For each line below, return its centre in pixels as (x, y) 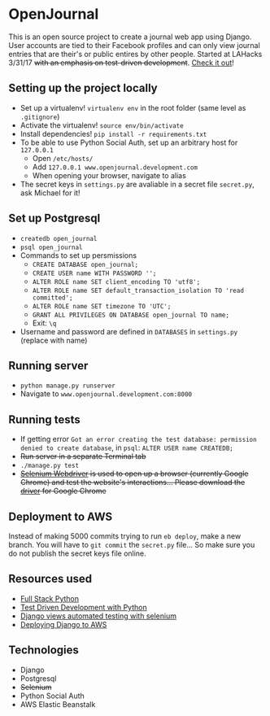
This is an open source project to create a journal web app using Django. (130, 37)
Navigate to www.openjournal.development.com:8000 (106, 394)
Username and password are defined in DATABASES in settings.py (129, 331)
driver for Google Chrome (63, 491)
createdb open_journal (59, 238)
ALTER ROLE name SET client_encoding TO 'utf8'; (116, 282)
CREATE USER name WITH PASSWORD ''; (94, 273)
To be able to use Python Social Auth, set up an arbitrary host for (129, 142)
